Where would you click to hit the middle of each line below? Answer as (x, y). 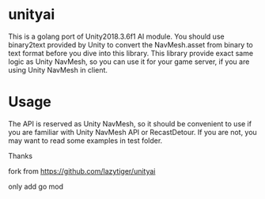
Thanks (21, 156)
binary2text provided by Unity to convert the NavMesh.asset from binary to (131, 44)
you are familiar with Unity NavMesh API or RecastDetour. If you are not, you (132, 132)
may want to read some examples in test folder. (85, 141)
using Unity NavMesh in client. (58, 69)
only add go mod (36, 186)
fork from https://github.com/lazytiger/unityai (82, 171)
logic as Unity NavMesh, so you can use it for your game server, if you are (129, 62)
